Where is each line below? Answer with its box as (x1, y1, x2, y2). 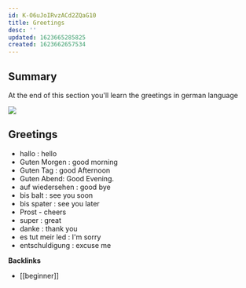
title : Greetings (8, 19, 65, 27)
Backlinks (8, 256, 42, 265)
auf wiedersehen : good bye (19, 182, 112, 191)
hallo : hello (19, 148, 57, 158)
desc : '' (8, 26, 37, 34)
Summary (8, 70, 57, 83)
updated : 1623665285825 (8, 33, 86, 42)
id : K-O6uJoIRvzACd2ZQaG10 (8, 11, 97, 20)
